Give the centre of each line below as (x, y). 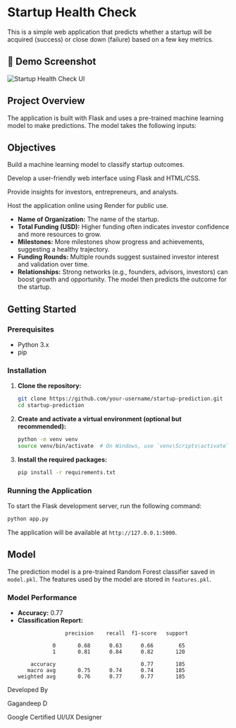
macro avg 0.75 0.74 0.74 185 (106, 671)
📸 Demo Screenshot (52, 62)
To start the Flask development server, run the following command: (105, 506)
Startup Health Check (72, 12)
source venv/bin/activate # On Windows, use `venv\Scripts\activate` (123, 446)
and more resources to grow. (60, 235)
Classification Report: (50, 621)
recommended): (42, 427)
